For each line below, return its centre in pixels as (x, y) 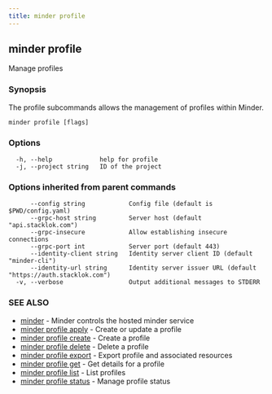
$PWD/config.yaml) (39, 211)
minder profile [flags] (49, 122)
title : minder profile (47, 16)
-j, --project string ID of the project (89, 167)
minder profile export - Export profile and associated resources (126, 355)
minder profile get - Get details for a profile (92, 364)
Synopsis (27, 90)
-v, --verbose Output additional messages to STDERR (138, 282)
